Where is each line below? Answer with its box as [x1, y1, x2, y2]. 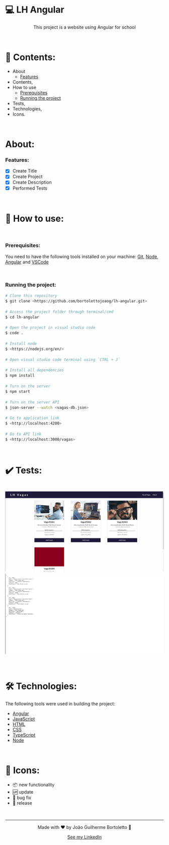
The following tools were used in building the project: [5, 700, 116, 706]
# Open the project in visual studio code [5, 325, 96, 330]
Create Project [12, 173, 43, 179]
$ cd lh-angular [5, 315, 39, 320]
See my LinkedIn [67, 834, 102, 840]
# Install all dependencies [5, 368, 64, 373]
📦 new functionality [12, 781, 55, 788]
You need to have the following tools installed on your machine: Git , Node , [5, 253, 158, 260]
